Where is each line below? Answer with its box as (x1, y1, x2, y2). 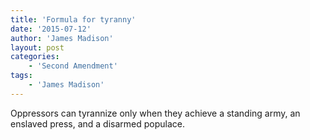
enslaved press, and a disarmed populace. (10, 117, 186, 130)
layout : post (10, 42, 65, 53)
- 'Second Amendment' (28, 61, 118, 71)
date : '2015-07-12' (10, 24, 92, 34)
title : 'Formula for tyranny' (10, 14, 137, 25)
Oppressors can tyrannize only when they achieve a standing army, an (10, 107, 301, 119)
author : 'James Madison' (10, 33, 114, 43)
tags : (10, 71, 33, 81)
